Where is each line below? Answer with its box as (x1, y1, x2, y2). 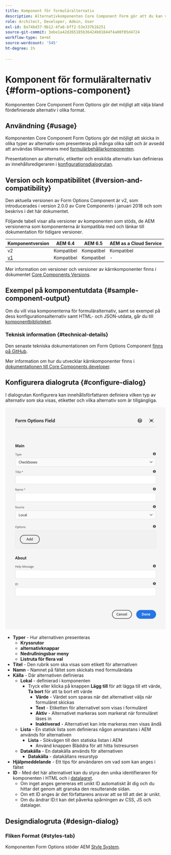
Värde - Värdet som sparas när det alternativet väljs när (35, 694, 153, 700)
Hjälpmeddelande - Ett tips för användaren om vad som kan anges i (12, 759, 156, 765)
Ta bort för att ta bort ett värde (27, 688, 93, 695)
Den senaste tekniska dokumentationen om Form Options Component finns (5, 343, 163, 349)
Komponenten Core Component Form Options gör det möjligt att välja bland (5, 101, 164, 107)
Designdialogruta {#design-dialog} (5, 817, 119, 825)
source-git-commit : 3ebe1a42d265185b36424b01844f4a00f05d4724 (5, 30, 140, 35)
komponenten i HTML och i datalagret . (12, 775, 94, 781)
